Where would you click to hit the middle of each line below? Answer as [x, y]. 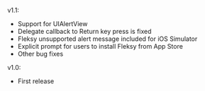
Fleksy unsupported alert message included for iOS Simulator [107, 39]
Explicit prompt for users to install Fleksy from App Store [100, 46]
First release [36, 81]
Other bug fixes [40, 54]
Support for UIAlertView [52, 24]
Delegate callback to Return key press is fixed [84, 31]
